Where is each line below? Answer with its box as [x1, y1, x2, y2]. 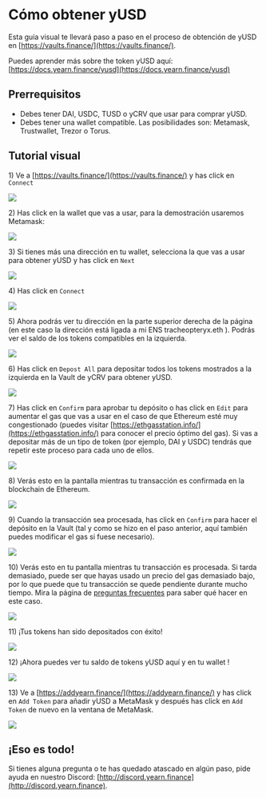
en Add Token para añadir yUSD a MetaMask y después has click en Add [8, 696, 244, 705]
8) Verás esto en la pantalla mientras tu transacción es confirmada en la [8, 476, 245, 485]
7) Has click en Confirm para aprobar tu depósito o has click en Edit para [8, 402, 248, 413]
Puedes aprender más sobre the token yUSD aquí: [8, 56, 173, 66]
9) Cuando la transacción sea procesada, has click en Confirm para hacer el [8, 514, 257, 525]
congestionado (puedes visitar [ [8, 420, 113, 429]
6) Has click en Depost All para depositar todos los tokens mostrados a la [8, 364, 252, 373]
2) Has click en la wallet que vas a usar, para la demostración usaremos [8, 208, 244, 217]
